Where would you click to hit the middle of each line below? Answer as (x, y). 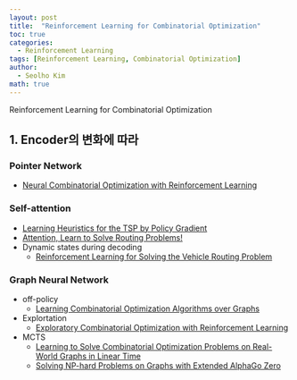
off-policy (40, 299)
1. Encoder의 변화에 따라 (74, 140)
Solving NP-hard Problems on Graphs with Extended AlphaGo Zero (158, 365)
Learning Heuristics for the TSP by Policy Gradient (115, 228)
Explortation (44, 317)
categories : (31, 42)
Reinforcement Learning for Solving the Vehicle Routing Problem (154, 257)
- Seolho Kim (41, 76)
